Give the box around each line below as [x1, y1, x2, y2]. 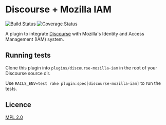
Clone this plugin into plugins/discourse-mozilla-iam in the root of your [5, 64, 158, 70]
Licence [5, 100, 32, 109]
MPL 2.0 [5, 114, 23, 120]
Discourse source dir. [5, 70, 50, 76]
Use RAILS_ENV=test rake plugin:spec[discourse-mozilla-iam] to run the [5, 80, 161, 86]
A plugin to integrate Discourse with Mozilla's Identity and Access [5, 30, 145, 37]
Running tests [5, 51, 51, 60]
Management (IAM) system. [5, 36, 64, 42]
